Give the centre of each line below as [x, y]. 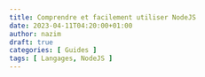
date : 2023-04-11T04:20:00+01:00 [71, 26]
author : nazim [35, 34]
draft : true [31, 42]
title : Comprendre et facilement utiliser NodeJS [103, 17]
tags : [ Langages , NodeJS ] [61, 58]
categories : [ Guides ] [53, 50]
